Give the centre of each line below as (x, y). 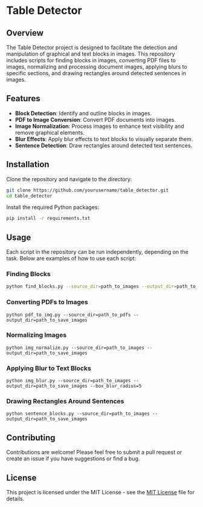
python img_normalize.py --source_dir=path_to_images (76, 348)
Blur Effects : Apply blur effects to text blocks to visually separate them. (104, 139)
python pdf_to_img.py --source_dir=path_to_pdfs (69, 315)
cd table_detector (29, 196)
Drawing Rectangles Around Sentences (65, 402)
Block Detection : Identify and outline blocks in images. (83, 113)
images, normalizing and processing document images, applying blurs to (97, 67)
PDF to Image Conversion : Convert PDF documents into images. (95, 119)
